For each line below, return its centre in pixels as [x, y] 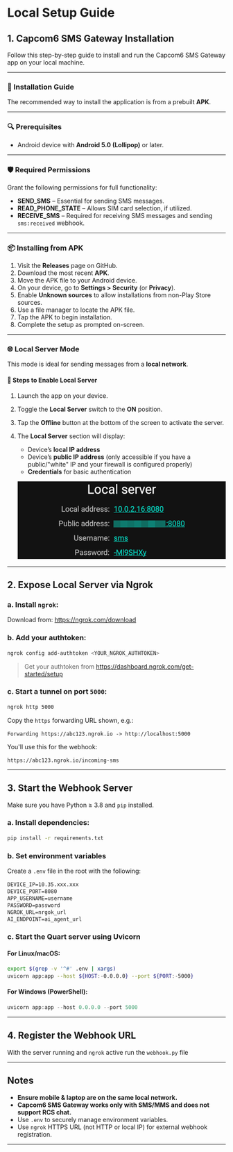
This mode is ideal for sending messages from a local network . [98, 364]
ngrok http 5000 [31, 707]
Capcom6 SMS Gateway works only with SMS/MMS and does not [113, 1105]
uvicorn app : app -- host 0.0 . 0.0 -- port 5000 [72, 1008]
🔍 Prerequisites [35, 127]
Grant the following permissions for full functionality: [82, 187]
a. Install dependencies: [49, 823]
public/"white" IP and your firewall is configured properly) [110, 464]
